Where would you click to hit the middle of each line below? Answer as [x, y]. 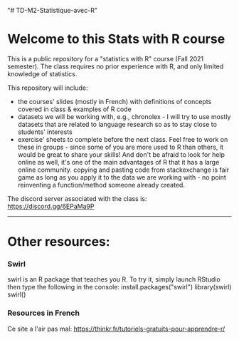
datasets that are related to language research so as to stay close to [117, 124]
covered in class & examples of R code [74, 109]
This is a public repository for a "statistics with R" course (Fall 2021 [106, 58]
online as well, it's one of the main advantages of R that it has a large [118, 162]
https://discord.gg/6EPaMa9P [51, 206]
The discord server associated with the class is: [77, 198]
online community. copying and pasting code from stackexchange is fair [123, 170]
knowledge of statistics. [42, 73]
